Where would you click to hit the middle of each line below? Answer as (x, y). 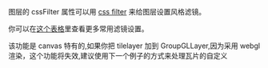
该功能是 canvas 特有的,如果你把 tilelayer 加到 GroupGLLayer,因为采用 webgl (134, 46)
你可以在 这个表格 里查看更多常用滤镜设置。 (78, 29)
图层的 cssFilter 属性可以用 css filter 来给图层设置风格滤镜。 (107, 12)
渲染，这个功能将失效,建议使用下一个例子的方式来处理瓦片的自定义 (118, 56)
